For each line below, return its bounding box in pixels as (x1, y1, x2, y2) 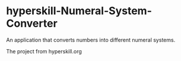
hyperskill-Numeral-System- (6, 4, 153, 18)
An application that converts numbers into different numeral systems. (6, 36, 176, 43)
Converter (6, 17, 58, 30)
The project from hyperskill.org (6, 47, 82, 54)
